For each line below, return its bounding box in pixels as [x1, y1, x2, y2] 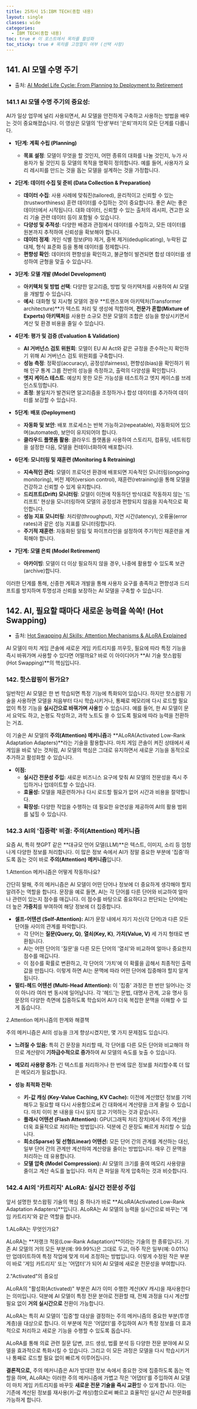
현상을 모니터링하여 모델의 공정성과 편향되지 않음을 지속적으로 [41, 498, 182, 505]
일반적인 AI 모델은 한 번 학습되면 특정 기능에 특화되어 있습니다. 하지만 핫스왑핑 [6, 690, 185, 697]
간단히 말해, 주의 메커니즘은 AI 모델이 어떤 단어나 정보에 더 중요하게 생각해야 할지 [6, 881, 191, 888]
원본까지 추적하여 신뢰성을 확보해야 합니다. [23, 228, 122, 236]
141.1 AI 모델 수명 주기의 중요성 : [6, 98, 90, 106]
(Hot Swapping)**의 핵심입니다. [6, 659, 81, 666]
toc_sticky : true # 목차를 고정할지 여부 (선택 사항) [6, 42, 125, 48]
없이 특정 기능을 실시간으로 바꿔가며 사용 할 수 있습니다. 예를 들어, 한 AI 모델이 [6, 704, 183, 712]
